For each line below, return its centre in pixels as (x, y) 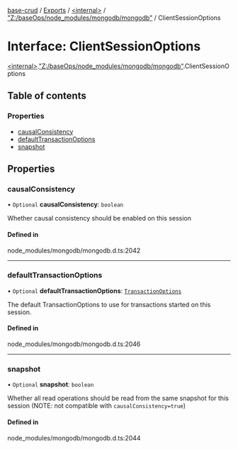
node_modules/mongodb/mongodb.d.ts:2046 (74, 344)
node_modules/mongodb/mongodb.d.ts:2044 (74, 438)
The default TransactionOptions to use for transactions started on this (109, 304)
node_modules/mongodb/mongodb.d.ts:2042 (74, 250)
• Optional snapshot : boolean (51, 384)
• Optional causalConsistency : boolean (66, 204)
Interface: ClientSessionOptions (104, 46)
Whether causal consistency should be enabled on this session (99, 218)
